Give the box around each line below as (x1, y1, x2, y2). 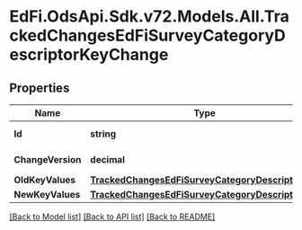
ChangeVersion (13, 154, 82, 165)
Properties (9, 80, 70, 95)
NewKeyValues (13, 189, 81, 200)
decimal (89, 154, 126, 165)
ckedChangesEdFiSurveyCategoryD (9, 25, 286, 46)
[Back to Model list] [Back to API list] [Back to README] (9, 211, 216, 222)
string (89, 128, 117, 140)
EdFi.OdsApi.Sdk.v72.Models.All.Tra (9, 6, 289, 27)
